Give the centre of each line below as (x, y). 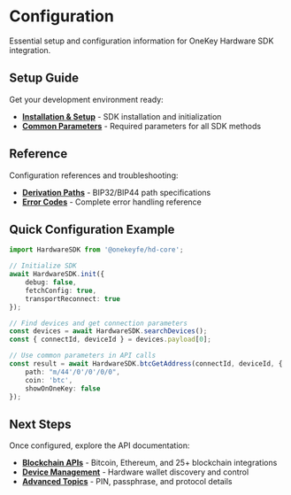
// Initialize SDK (43, 266)
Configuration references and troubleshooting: (94, 175)
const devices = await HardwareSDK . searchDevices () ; (108, 331)
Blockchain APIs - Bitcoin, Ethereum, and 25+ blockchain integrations (149, 463)
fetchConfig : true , (61, 290)
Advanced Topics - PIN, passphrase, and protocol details (127, 482)
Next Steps (40, 424)
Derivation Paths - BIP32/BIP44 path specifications (116, 192)
